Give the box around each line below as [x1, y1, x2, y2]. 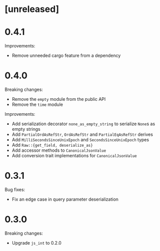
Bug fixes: [4, 187, 25, 193]
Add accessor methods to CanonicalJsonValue [11, 147, 106, 153]
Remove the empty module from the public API [11, 96, 106, 102]
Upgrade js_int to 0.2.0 [11, 240, 62, 246]
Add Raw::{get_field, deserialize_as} [11, 142, 93, 148]
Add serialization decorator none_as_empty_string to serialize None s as [11, 121, 155, 127]
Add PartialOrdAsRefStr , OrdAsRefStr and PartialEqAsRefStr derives [11, 131, 154, 138]
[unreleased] [4, 3, 59, 15]
